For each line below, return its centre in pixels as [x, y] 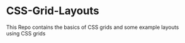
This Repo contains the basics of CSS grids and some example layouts [93, 27]
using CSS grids [26, 33]
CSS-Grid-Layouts [53, 11]
